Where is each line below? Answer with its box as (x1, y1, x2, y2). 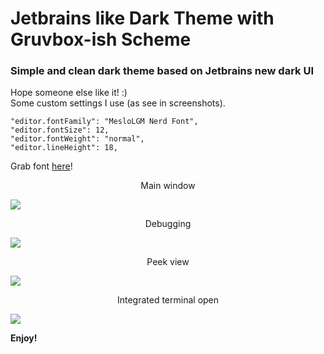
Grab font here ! (10, 160, 73, 172)
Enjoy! (10, 332, 38, 344)
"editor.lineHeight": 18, (10, 143, 118, 153)
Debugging (144, 218, 192, 230)
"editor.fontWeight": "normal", (10, 134, 145, 144)
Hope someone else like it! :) (10, 87, 128, 99)
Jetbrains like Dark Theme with (10, 7, 275, 30)
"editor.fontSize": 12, (10, 125, 110, 136)
